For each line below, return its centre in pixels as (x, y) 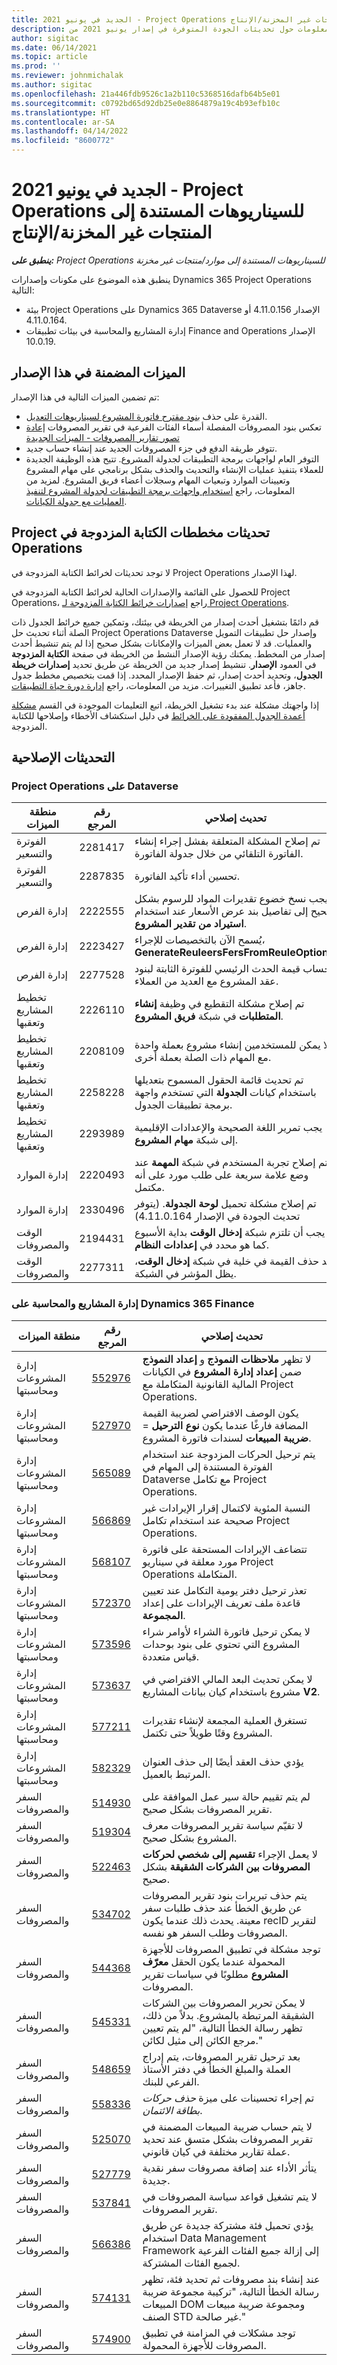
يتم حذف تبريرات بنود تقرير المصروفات (225, 1895)
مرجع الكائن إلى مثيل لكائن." (203, 2040)
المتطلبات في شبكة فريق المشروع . (209, 1016)
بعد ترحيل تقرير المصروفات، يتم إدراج (221, 2056)
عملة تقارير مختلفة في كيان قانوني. (216, 2151)
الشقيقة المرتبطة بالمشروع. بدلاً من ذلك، (228, 2015)
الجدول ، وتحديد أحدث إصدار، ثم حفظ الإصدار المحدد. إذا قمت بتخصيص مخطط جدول (167, 675)
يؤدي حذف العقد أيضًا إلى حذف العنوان (223, 1761)
